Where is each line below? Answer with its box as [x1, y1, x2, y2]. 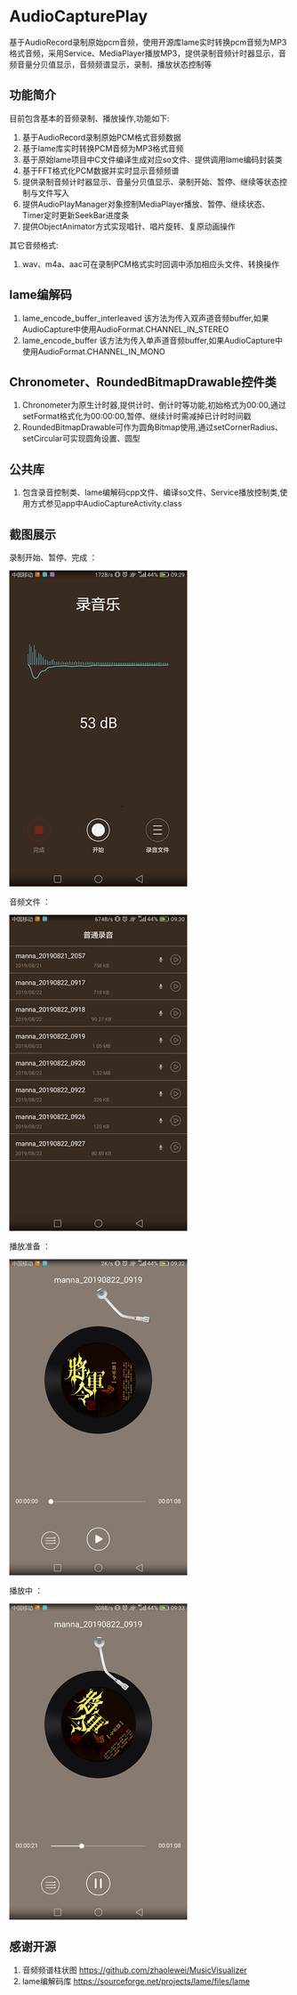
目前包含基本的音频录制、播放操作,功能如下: [9, 113, 171, 124]
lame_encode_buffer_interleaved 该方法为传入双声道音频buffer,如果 [21, 312, 269, 323]
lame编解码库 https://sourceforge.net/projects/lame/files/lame [21, 1975, 251, 1986]
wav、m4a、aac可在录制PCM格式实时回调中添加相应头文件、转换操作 [21, 258, 280, 269]
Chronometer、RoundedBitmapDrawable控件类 [9, 374, 277, 389]
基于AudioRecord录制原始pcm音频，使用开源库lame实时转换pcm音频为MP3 [9, 36, 287, 47]
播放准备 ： [9, 1241, 51, 1252]
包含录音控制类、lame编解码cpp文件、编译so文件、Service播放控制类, [21, 487, 280, 498]
